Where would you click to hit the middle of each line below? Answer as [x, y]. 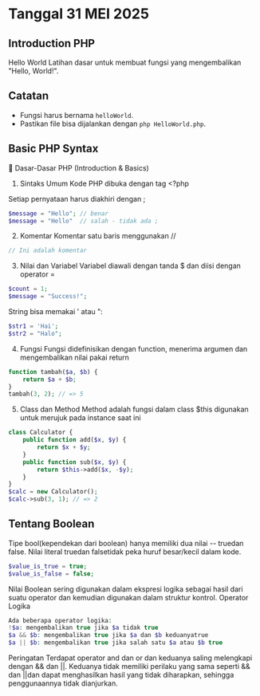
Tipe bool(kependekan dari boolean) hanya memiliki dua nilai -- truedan [126, 543]
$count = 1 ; [28, 289]
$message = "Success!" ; [48, 297]
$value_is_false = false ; [51, 574]
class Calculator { [41, 433]
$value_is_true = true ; [48, 566]
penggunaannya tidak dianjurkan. [63, 683]
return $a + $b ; [50, 379]
